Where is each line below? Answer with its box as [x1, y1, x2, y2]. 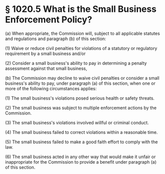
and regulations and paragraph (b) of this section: [5, 36, 106, 42]
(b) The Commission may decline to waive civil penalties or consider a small [5, 75, 160, 81]
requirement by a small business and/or [5, 51, 86, 57]
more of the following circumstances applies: [5, 85, 97, 91]
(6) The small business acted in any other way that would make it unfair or [5, 154, 156, 160]
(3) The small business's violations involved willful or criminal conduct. [5, 119, 149, 125]
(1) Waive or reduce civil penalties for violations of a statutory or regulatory [5, 45, 158, 51]
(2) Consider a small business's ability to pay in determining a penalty [5, 60, 147, 66]
